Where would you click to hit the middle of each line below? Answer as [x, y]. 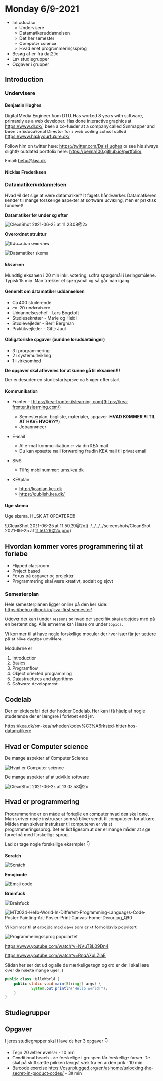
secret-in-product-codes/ [38, 1073]
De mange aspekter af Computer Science [47, 758]
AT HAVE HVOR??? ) [40, 422]
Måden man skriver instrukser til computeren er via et [59, 824]
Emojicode [16, 874]
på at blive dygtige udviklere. [34, 639]
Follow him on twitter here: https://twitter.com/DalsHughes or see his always [81, 146]
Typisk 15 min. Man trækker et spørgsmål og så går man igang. [68, 280]
